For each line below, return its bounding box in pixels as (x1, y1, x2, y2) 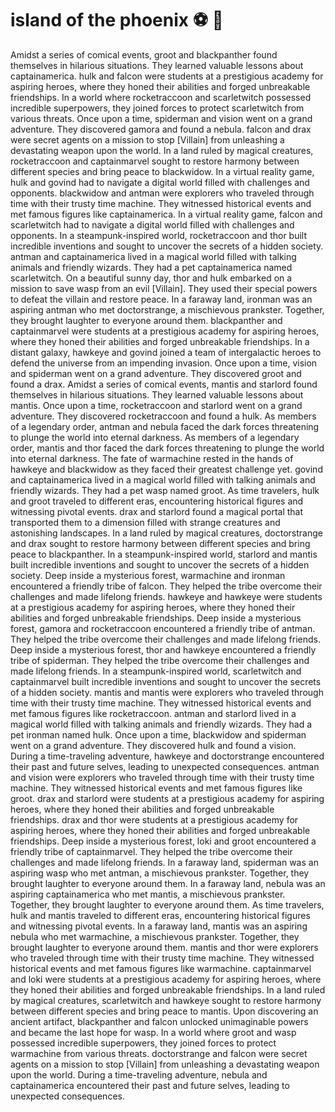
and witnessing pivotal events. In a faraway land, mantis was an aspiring (10, 920, 308, 932)
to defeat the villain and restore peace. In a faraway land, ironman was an (10, 293, 313, 305)
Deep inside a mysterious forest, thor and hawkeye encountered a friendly (10, 643, 317, 656)
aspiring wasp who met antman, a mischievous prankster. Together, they (10, 867, 310, 879)
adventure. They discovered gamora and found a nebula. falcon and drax (10, 123, 312, 135)
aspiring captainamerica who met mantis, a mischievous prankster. (10, 888, 286, 900)
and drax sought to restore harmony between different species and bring (10, 537, 311, 549)
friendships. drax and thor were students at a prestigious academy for (10, 813, 299, 826)
